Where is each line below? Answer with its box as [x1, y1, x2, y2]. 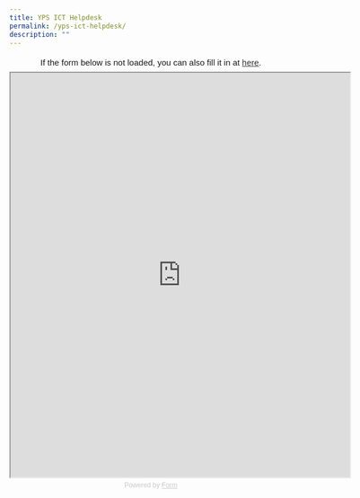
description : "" [9, 30, 70, 39]
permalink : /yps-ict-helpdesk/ [9, 22, 127, 31]
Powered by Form [124, 481, 178, 490]
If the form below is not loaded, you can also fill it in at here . [40, 58, 262, 68]
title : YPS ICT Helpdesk [9, 13, 102, 22]
